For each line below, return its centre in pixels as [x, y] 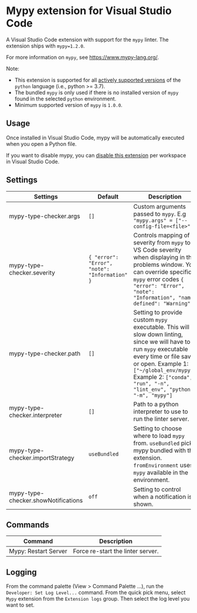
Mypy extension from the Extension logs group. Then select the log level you [98, 599]
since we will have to [162, 341]
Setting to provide [158, 312]
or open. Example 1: [161, 364]
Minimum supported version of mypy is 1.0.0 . [69, 105]
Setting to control [157, 489]
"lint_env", [150, 389]
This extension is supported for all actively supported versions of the [98, 80]
